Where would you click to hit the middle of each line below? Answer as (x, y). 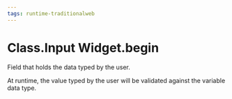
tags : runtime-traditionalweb (51, 13)
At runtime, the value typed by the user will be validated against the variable (116, 80)
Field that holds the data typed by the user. (69, 67)
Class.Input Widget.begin (83, 47)
